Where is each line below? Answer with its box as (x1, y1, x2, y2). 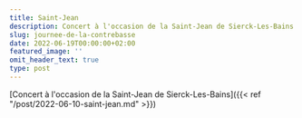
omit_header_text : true (9, 55, 100, 64)
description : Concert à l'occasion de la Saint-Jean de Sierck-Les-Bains (9, 22, 295, 31)
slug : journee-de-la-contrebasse (9, 30, 136, 39)
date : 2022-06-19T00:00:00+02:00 (9, 38, 136, 48)
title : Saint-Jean (9, 13, 79, 23)
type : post (9, 64, 51, 74)
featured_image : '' (9, 47, 83, 56)
